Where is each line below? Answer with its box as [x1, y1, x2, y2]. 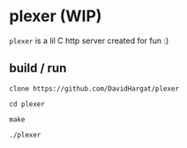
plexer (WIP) [9, 6, 102, 26]
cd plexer [9, 100, 46, 108]
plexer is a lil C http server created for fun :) [9, 35, 169, 46]
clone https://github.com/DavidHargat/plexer [9, 84, 179, 93]
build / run [9, 61, 67, 76]
